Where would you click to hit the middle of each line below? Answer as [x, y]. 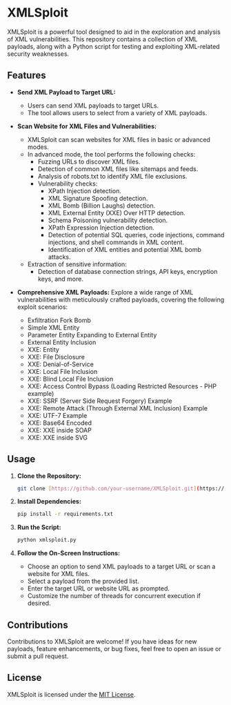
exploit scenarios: [42, 307]
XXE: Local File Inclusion [62, 371]
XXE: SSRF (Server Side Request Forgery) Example [100, 401]
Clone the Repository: [49, 476]
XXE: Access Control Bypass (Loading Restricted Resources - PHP [122, 386]
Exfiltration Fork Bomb [59, 320]
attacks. [59, 257]
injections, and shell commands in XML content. [116, 242]
